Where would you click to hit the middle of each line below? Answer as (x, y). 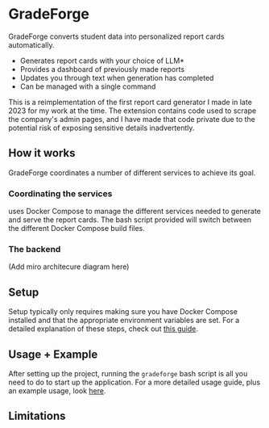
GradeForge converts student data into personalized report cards (116, 36)
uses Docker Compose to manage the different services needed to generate (135, 212)
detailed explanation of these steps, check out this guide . (103, 329)
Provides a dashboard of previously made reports (102, 69)
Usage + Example (53, 354)
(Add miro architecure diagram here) (69, 266)
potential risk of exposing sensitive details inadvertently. (101, 128)
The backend (35, 249)
